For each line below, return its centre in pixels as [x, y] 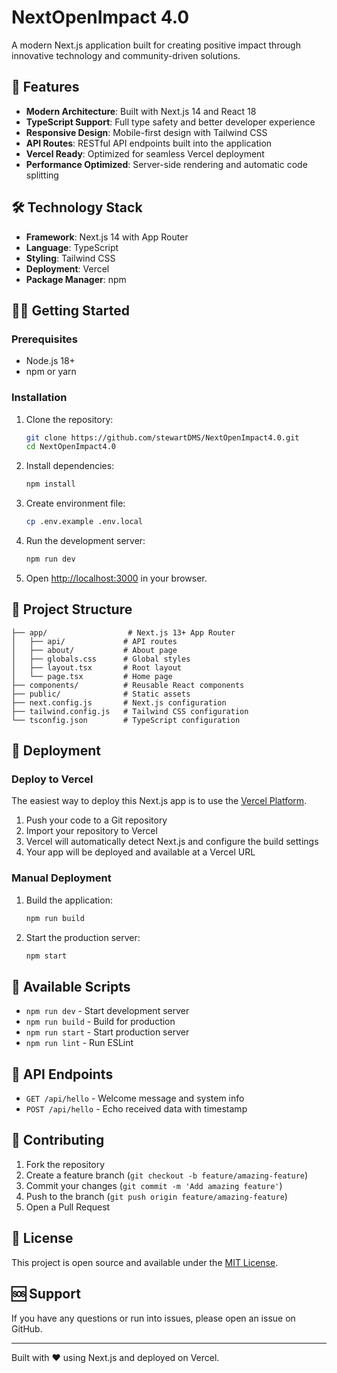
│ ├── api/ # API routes [94, 641]
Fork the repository [65, 1164]
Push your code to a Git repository [96, 820]
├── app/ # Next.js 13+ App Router [123, 632]
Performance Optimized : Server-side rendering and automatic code [166, 164]
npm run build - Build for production [100, 1022]
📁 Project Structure [72, 609]
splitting [42, 175]
